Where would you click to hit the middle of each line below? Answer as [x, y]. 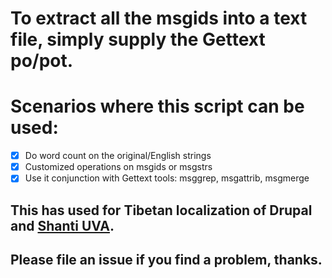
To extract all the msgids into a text [159, 18]
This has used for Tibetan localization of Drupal [161, 210]
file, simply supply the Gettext [138, 39]
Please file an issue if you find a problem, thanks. [166, 260]
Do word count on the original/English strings [118, 156]
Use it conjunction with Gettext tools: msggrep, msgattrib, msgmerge [167, 178]
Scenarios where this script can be [157, 106]
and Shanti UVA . [62, 225]
